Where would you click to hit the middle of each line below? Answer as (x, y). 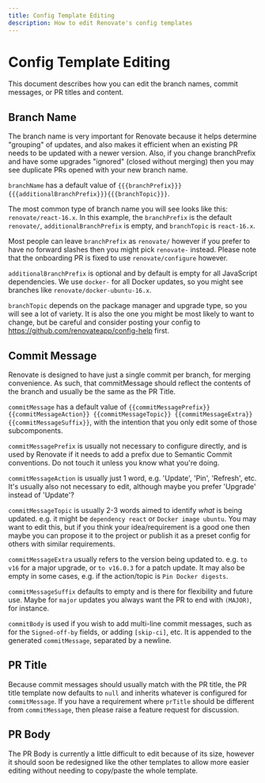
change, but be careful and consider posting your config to (104, 322)
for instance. (29, 608)
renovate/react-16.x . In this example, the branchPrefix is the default (120, 218)
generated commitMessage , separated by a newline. (90, 640)
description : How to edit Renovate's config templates (100, 23)
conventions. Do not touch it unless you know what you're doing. (114, 463)
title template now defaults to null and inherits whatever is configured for (128, 693)
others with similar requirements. (62, 544)
